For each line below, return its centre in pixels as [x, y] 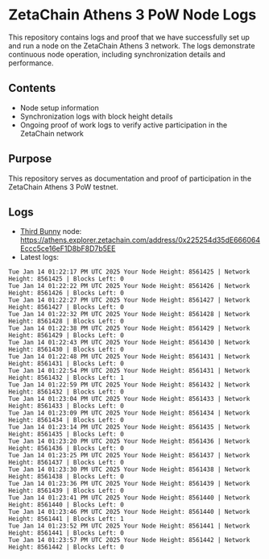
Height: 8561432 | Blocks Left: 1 [66, 378]
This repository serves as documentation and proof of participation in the [130, 178]
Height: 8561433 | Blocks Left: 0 [66, 406]
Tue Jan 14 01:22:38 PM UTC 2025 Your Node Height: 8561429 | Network [129, 328]
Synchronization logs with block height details [96, 116]
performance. [31, 63]
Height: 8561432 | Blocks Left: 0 [66, 392]
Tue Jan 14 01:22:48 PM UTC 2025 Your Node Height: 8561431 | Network [129, 357]
